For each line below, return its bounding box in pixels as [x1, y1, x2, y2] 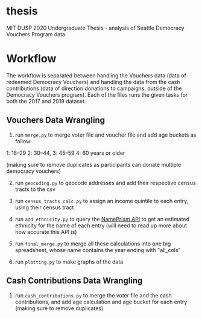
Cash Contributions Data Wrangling [6, 276, 143, 286]
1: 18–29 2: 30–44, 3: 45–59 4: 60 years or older [6, 149, 125, 157]
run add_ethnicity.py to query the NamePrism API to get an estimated [14, 215, 190, 222]
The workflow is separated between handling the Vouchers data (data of [6, 71, 187, 79]
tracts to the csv [14, 186, 56, 193]
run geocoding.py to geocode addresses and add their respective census [14, 179, 196, 186]
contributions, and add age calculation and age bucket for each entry [14, 298, 188, 305]
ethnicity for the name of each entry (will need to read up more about [14, 222, 188, 229]
